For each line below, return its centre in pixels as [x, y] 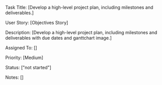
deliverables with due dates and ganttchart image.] [58, 38]
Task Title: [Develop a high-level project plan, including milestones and [79, 7]
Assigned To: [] [21, 48]
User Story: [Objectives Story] [37, 23]
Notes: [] [14, 77]
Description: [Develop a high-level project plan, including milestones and [81, 32]
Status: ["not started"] [28, 67]
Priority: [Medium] [24, 58]
